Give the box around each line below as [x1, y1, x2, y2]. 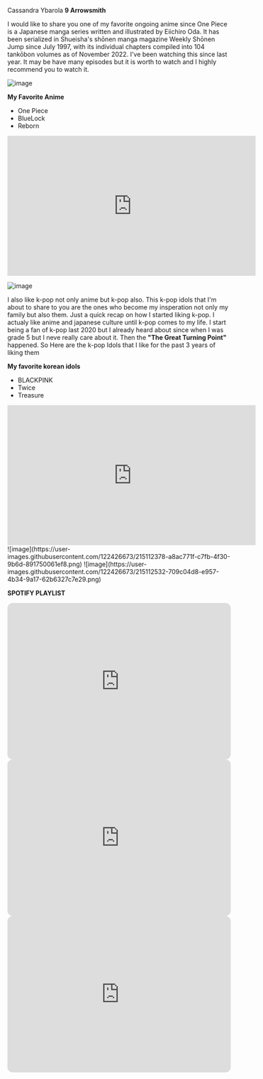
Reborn [17, 122, 40, 130]
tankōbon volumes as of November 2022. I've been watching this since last [7, 50, 228, 58]
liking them [7, 349, 40, 356]
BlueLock [17, 114, 45, 122]
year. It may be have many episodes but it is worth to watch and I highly [7, 58, 217, 66]
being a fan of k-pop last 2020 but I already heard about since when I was [7, 326, 224, 334]
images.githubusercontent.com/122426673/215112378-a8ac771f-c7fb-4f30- [7, 553, 230, 560]
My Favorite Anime [7, 92, 65, 101]
